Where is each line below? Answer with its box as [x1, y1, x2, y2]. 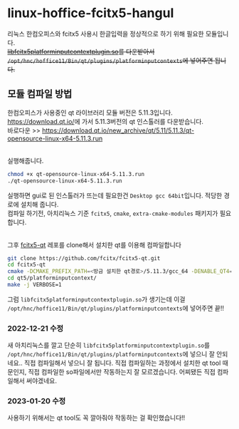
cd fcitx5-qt [7, 262, 46, 269]
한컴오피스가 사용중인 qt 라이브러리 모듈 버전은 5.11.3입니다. [7, 108, 173, 117]
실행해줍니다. [7, 156, 44, 165]
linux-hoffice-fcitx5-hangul [7, 5, 174, 21]
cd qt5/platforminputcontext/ [7, 274, 97, 282]
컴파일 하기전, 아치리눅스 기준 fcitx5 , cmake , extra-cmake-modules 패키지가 [7, 209, 218, 217]
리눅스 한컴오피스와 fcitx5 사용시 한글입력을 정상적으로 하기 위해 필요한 [7, 29, 204, 38]
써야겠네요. [26, 376, 58, 386]
